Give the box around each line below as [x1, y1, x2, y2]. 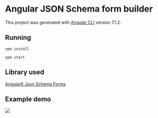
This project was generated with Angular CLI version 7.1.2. [5, 19, 121, 25]
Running [5, 34, 32, 42]
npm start [5, 55, 25, 60]
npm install [5, 46, 29, 51]
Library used [5, 68, 45, 76]
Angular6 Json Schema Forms [5, 81, 66, 87]
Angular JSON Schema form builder [5, 3, 153, 15]
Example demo [5, 95, 51, 103]
